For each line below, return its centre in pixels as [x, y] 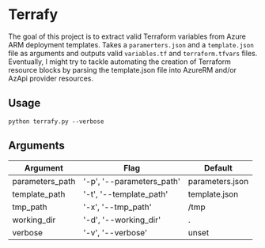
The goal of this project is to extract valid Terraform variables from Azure [127, 36]
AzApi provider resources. [51, 78]
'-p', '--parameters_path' [131, 181]
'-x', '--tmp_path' [117, 207]
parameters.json [218, 181]
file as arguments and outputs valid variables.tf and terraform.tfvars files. [133, 53]
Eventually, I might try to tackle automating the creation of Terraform [120, 62]
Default [219, 167]
